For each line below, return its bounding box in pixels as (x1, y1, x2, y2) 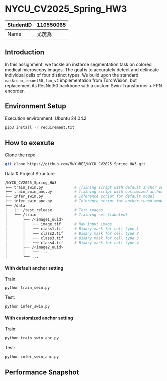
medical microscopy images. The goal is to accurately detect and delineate (5, 66, 159, 73)
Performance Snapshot (5, 368, 79, 377)
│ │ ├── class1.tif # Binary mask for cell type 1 (5, 226, 139, 231)
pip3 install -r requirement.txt (5, 125, 75, 130)
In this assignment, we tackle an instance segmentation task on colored (5, 61, 152, 67)
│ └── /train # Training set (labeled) (5, 212, 128, 217)
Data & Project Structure (5, 171, 55, 177)
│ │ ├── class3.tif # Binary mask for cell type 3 (5, 235, 139, 241)
